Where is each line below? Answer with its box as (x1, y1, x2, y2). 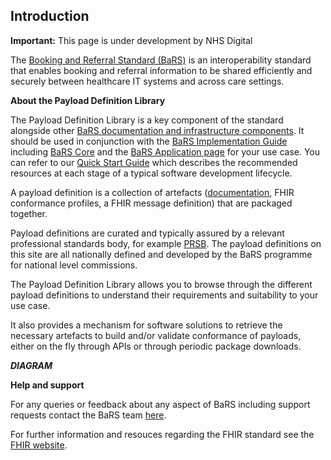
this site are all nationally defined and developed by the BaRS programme (10, 248, 313, 260)
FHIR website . (10, 439, 68, 451)
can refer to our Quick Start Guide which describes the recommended (10, 156, 298, 168)
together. (10, 207, 48, 219)
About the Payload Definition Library (10, 94, 166, 106)
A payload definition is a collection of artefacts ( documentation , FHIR (10, 186, 295, 198)
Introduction (10, 8, 90, 25)
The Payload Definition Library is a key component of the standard (10, 114, 284, 126)
